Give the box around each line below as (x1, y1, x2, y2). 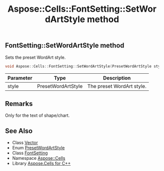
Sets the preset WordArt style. (5, 54, 66, 60)
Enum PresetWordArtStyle (12, 145, 65, 151)
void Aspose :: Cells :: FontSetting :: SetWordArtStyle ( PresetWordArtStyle (5, 64, 152, 69)
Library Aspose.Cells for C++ (12, 160, 71, 167)
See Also (5, 127, 33, 135)
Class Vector (12, 140, 38, 146)
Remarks (5, 99, 33, 108)
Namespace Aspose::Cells (12, 155, 65, 161)
